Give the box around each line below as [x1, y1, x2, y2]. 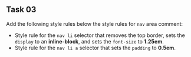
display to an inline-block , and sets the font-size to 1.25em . [14, 38, 164, 45]
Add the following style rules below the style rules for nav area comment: [6, 20, 183, 27]
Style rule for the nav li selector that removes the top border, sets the [14, 32, 186, 39]
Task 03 [6, 5, 37, 15]
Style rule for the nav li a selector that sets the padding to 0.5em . [14, 44, 176, 51]
